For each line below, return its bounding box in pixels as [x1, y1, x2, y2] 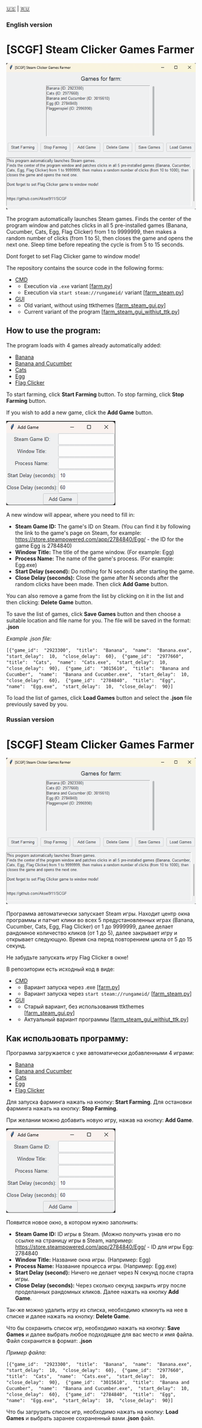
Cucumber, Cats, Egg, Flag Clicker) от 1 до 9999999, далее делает [6, 923, 173, 930]
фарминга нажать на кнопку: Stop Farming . [6, 1105, 118, 1112]
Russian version [6, 716, 54, 724]
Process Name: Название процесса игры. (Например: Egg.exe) [14, 1263, 177, 1270]
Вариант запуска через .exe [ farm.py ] [23, 984, 120, 991]
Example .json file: [6, 635, 52, 642]
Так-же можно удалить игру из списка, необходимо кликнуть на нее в [6, 1307, 188, 1314]
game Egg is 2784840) [14, 542, 72, 549]
